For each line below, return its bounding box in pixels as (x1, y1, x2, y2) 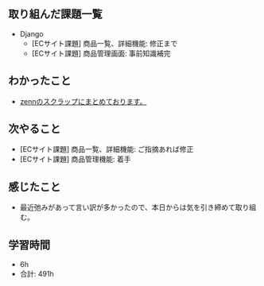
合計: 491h (19, 269, 54, 279)
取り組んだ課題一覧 (8, 7, 103, 21)
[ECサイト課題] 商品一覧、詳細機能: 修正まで (31, 38, 178, 48)
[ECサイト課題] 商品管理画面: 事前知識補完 (31, 48, 171, 58)
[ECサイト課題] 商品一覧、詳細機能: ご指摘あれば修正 (19, 145, 194, 154)
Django (19, 29, 44, 38)
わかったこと (8, 74, 72, 87)
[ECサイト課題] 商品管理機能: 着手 (19, 154, 131, 164)
